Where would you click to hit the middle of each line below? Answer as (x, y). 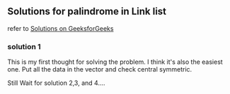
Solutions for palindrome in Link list (87, 12)
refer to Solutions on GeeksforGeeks (61, 28)
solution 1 (24, 46)
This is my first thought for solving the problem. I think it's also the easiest (115, 62)
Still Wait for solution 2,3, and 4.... (56, 83)
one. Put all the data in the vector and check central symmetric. (100, 69)
